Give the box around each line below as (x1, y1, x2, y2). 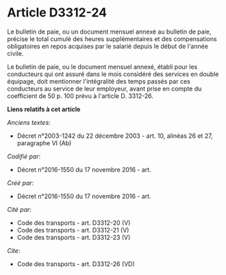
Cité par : (7, 205, 32, 213)
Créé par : (7, 178, 34, 187)
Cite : (7, 246, 21, 254)
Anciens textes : (7, 118, 51, 126)
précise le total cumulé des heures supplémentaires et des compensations (7, 34, 217, 43)
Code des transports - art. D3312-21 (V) (16, 226, 129, 234)
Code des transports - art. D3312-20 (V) (16, 218, 131, 227)
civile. (7, 49, 24, 58)
